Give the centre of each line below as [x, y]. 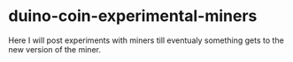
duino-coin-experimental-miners [133, 16]
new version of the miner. [54, 49]
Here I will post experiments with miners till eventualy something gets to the [146, 40]
